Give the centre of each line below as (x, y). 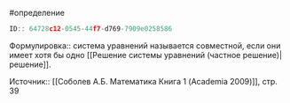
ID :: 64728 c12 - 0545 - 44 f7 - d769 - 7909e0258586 (91, 29)
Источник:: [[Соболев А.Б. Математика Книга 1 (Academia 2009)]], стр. (143, 81)
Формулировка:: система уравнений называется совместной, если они (145, 45)
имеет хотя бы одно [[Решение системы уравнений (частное (125, 55)
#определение (37, 13)
